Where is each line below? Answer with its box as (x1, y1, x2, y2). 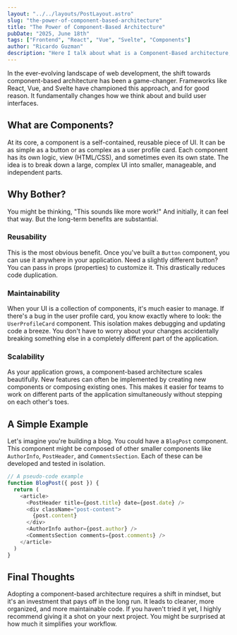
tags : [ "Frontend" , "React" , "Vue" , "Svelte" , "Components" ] (7, 37, 191, 44)
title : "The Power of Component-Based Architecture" (7, 23, 166, 30)
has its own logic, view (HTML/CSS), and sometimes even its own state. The (7, 153, 229, 161)
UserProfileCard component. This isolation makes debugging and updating (7, 319, 226, 328)
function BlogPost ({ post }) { (7, 480, 99, 487)
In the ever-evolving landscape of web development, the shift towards (7, 68, 211, 78)
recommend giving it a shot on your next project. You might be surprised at (7, 612, 226, 621)
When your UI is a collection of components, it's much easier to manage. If (7, 304, 224, 313)
